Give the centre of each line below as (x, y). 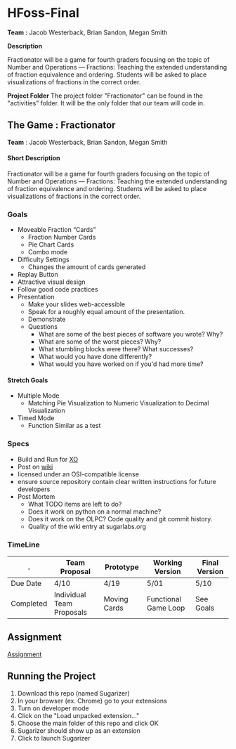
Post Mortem (36, 496)
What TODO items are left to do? (75, 504)
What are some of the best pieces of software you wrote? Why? (131, 334)
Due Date (26, 583)
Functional (164, 599)
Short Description (34, 158)
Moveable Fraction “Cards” (57, 230)
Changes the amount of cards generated (87, 267)
